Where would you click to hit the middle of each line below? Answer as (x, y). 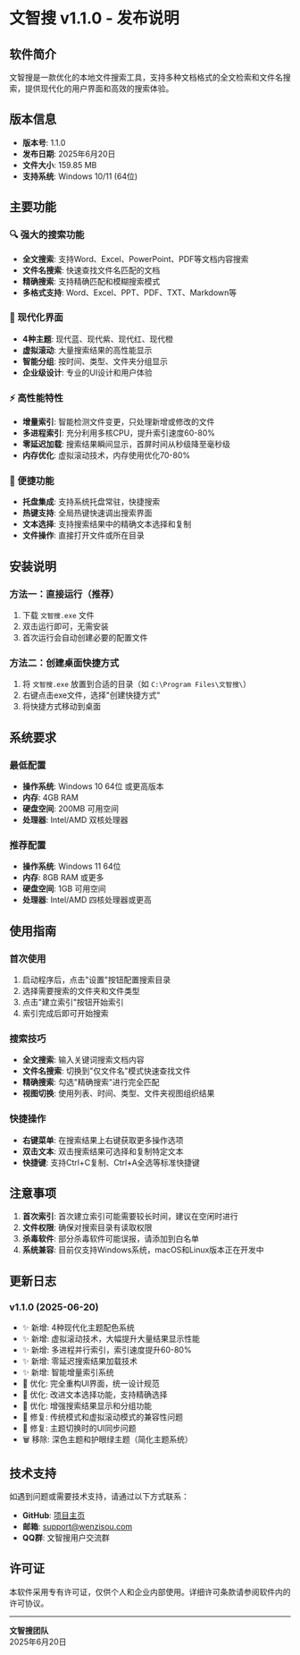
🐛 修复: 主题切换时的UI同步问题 (79, 1429)
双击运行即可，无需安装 (65, 626)
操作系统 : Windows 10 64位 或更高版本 (93, 786)
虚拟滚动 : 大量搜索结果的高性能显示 (87, 350)
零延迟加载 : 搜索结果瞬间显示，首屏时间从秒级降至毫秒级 (126, 445)
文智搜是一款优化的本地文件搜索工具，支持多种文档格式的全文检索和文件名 (146, 77)
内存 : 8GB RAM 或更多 (63, 878)
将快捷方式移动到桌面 (61, 707)
